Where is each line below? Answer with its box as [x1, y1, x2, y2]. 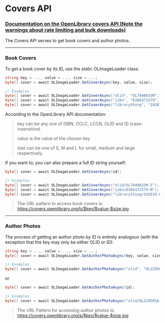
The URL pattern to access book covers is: [17, 201, 104, 207]
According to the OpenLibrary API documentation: [5, 111, 107, 117]
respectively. [17, 150, 43, 156]
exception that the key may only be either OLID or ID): [5, 239, 114, 245]
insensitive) [17, 126, 41, 132]
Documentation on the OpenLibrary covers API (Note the [5, 21, 143, 27]
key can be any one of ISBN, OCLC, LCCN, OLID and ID [17, 121, 129, 127]
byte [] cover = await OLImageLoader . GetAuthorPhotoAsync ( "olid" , [5, 267, 141, 271]
